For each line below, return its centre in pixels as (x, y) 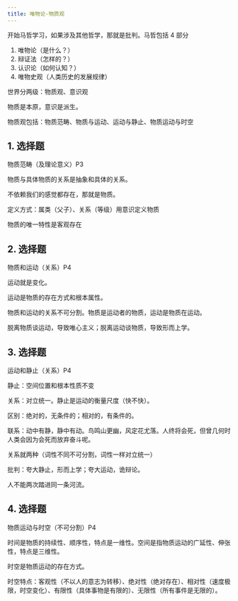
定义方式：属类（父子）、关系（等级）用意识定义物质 (83, 210)
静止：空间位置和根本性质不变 (51, 386)
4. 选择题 (27, 509)
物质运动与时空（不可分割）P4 (52, 527)
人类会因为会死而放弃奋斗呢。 (51, 440)
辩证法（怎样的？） (46, 59)
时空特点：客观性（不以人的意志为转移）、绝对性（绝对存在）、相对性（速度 (116, 581)
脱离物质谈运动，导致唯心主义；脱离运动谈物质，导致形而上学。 (100, 328)
